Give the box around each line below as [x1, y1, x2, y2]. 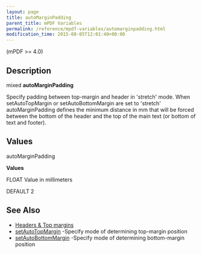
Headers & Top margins [14, 221, 74, 229]
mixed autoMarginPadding [6, 81, 74, 88]
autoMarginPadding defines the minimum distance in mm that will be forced [6, 106, 194, 113]
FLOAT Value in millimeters [6, 176, 73, 183]
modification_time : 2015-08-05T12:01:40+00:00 [6, 31, 125, 37]
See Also [6, 205, 40, 215]
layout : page [6, 8, 39, 15]
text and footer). [6, 119, 46, 126]
